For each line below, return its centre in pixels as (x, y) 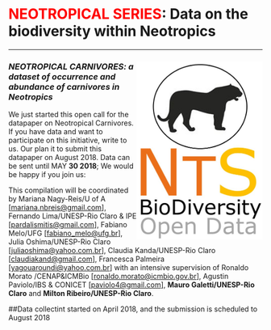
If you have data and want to (56, 132)
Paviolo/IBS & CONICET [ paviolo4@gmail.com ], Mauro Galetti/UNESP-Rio (132, 285)
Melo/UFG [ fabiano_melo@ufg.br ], (66, 233)
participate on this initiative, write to (68, 140)
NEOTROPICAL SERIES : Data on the (128, 14)
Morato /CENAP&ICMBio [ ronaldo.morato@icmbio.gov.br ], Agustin (119, 277)
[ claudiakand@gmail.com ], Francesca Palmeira (87, 259)
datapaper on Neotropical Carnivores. (71, 123)
